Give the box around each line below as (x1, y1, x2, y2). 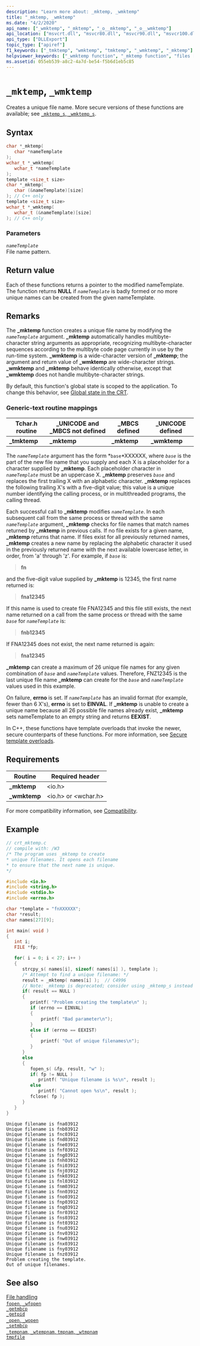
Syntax (6, 127, 33, 138)
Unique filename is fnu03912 (6, 1225, 79, 1231)
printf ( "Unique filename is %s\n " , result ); (37, 1077, 156, 1083)
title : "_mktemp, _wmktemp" (6, 14, 76, 20)
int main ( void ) (6, 927, 49, 934)
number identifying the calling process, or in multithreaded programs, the (6, 490, 186, 497)
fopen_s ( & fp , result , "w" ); (30, 1065, 105, 1072)
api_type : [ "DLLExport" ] (6, 36, 68, 42)
